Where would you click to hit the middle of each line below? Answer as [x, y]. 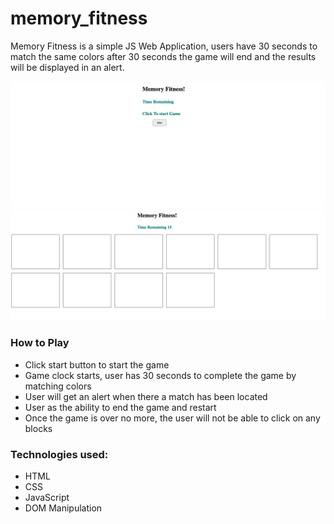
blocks [38, 428]
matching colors [58, 386]
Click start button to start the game [97, 364]
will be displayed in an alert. [67, 67]
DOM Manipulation [63, 508]
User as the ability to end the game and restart [120, 407]
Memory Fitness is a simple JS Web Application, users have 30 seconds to [164, 46]
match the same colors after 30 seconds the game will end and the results [163, 56]
